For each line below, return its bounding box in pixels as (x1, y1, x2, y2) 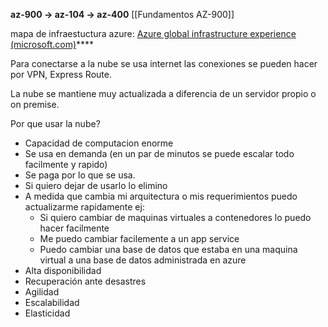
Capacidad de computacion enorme (24, 137, 174, 149)
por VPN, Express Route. (10, 69, 112, 80)
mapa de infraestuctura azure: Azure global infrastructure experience (10, 28, 297, 39)
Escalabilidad (24, 297, 80, 308)
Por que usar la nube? (10, 118, 101, 129)
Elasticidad (24, 307, 71, 319)
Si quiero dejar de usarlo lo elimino (24, 180, 168, 191)
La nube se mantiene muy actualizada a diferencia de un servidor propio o (10, 88, 317, 99)
